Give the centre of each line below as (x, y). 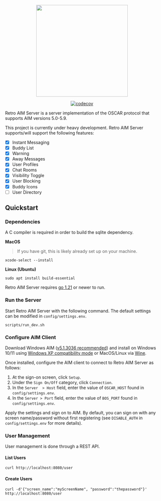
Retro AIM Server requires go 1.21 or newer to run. (55, 287)
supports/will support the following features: (50, 133)
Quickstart (22, 208)
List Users (15, 457)
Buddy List (23, 148)
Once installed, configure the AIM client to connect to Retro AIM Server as (79, 363)
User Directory (27, 192)
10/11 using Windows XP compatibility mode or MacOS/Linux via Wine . (76, 353)
